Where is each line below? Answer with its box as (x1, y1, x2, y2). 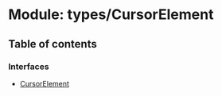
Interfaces (8, 61, 49, 72)
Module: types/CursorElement (8, 6, 214, 24)
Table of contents (8, 37, 97, 51)
